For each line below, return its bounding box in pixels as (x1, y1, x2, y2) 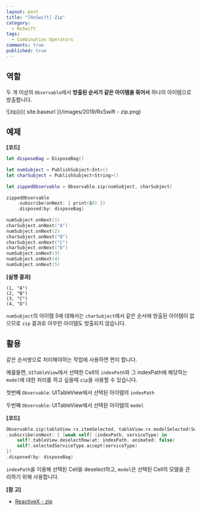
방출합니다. (6, 96, 32, 103)
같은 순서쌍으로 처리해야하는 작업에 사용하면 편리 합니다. (6, 356, 138, 363)
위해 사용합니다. (22, 473, 59, 480)
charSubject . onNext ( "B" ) (6, 234, 68, 240)
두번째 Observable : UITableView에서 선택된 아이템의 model (6, 401, 144, 409)
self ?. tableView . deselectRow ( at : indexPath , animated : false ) (17, 437, 175, 443)
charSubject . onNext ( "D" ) (6, 245, 68, 251)
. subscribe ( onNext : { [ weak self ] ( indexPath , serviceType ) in (6, 432, 167, 438)
